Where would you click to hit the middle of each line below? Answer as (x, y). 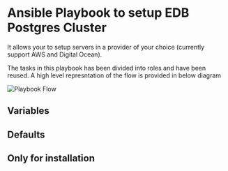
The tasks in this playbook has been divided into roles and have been (107, 68)
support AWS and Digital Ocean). (55, 54)
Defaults (26, 134)
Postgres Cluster (57, 28)
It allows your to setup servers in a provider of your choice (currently (106, 47)
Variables (29, 111)
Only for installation (51, 158)
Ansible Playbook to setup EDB (98, 13)
